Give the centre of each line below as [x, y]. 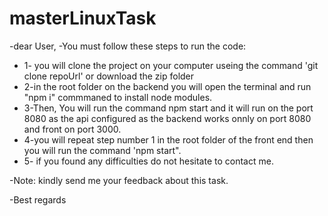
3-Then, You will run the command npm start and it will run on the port [168, 108]
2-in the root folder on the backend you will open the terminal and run [167, 86]
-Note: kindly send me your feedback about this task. [119, 180]
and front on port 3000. [72, 129]
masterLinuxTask [83, 18]
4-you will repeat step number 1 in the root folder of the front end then [168, 139]
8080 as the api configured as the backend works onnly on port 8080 [167, 118]
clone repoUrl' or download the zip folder [109, 76]
